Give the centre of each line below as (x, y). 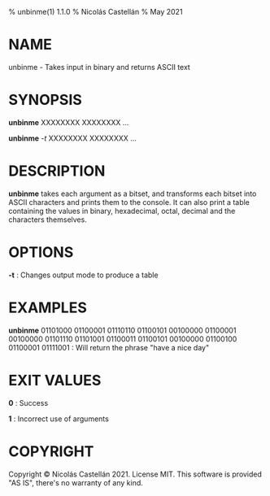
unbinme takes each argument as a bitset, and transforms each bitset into (133, 194)
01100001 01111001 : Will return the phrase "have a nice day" (109, 347)
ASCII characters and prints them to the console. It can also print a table (129, 202)
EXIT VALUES (55, 380)
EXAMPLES (48, 307)
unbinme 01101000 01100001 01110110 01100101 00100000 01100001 (122, 330)
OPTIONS (41, 252)
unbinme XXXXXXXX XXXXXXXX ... (69, 122)
